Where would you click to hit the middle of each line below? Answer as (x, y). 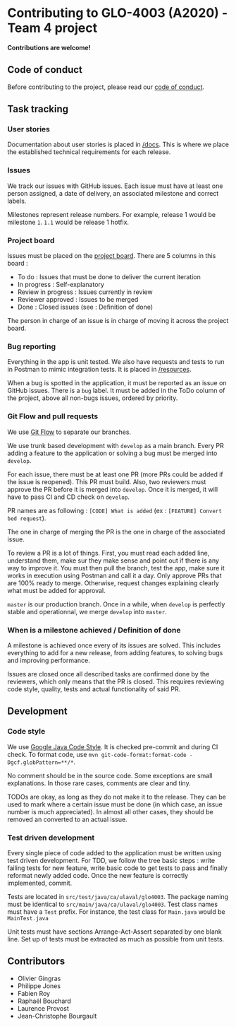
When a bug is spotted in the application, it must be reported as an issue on (117, 383)
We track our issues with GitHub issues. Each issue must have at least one (115, 186)
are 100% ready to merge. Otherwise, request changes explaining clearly (113, 583)
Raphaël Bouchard (44, 1001)
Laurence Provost (43, 1008)
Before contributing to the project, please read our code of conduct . (106, 87)
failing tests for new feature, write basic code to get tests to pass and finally (117, 868)
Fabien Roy (34, 993)
